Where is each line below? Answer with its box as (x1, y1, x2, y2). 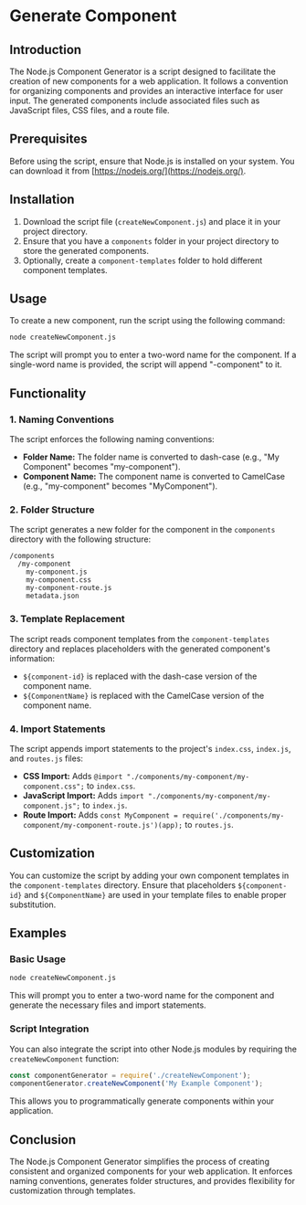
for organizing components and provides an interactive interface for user (9, 86, 283, 96)
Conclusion (9, 1132, 77, 1147)
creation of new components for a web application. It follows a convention (9, 76, 289, 87)
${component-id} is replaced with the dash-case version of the (22, 671, 258, 682)
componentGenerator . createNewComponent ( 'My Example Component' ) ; (9, 1079, 263, 1088)
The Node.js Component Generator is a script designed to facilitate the (9, 66, 276, 77)
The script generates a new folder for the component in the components (9, 524, 276, 535)
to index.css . (86, 780, 136, 791)
